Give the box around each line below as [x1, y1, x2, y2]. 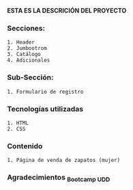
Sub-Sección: [7, 72, 54, 82]
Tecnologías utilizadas [7, 104, 84, 113]
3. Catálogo [7, 51, 41, 58]
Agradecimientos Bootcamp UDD [7, 173, 110, 184]
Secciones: [7, 23, 46, 33]
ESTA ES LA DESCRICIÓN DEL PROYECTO [7, 7, 127, 14]
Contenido [7, 141, 43, 150]
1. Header [7, 39, 35, 46]
